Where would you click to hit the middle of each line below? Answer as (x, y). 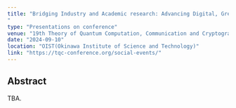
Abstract (27, 81)
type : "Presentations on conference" (63, 27)
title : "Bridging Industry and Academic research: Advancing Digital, (113, 14)
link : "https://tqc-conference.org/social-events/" (84, 53)
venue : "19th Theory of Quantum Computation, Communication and (103, 33)
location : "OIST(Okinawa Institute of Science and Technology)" (103, 46)
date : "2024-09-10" (36, 40)
